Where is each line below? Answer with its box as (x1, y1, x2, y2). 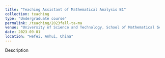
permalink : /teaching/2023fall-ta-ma (5, 20, 82, 26)
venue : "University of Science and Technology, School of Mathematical (5, 25, 155, 30)
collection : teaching (5, 12, 50, 16)
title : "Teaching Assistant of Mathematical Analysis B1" (5, 7, 126, 12)
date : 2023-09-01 (5, 29, 41, 34)
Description (5, 47, 28, 53)
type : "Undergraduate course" (5, 16, 67, 21)
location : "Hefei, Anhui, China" (5, 34, 74, 39)
